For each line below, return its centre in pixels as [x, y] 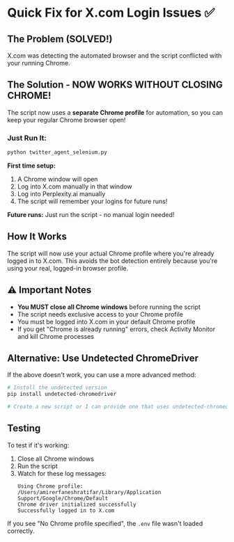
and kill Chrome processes [56, 336]
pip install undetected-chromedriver [62, 394]
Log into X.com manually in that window [75, 186]
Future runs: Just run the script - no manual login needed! [91, 214]
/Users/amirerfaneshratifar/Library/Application [89, 492]
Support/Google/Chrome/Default [63, 498]
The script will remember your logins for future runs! [92, 201]
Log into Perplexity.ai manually [61, 193]
